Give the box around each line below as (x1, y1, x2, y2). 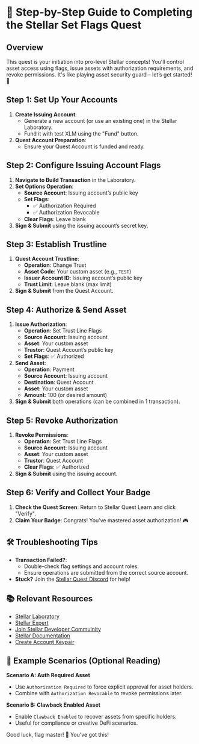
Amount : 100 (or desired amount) (23, 392, 107, 399)
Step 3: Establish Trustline (6, 239, 107, 249)
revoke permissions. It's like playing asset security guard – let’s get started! (6, 71, 192, 78)
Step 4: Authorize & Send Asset (6, 304, 127, 315)
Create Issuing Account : (14, 111, 77, 118)
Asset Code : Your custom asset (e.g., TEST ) (23, 268, 132, 275)
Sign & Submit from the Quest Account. (14, 287, 114, 295)
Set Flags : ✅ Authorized (23, 352, 84, 360)
